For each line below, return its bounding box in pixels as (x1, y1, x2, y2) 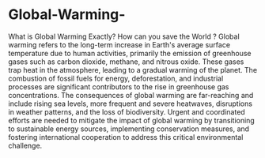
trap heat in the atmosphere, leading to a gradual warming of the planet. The (8, 65, 258, 74)
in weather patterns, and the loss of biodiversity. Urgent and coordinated (8, 107, 245, 116)
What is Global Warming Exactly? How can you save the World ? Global (8, 32, 240, 41)
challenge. (8, 141, 43, 150)
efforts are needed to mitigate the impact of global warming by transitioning (8, 115, 255, 125)
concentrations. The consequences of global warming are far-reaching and (8, 90, 254, 100)
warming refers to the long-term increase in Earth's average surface (8, 39, 231, 49)
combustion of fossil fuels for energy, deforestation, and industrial (8, 73, 224, 83)
